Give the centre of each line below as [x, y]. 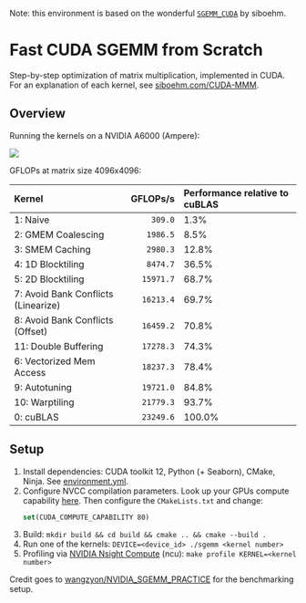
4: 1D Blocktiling [49, 264]
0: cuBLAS [36, 417]
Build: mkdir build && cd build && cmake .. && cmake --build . [144, 535]
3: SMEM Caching [52, 249]
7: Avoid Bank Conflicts [64, 294]
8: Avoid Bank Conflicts [64, 320]
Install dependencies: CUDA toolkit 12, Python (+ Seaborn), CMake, [149, 471]
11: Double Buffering [59, 346]
